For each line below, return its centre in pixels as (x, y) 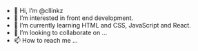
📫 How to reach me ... (46, 40)
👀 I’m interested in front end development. (73, 18)
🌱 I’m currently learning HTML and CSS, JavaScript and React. (102, 25)
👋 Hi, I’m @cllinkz (38, 11)
